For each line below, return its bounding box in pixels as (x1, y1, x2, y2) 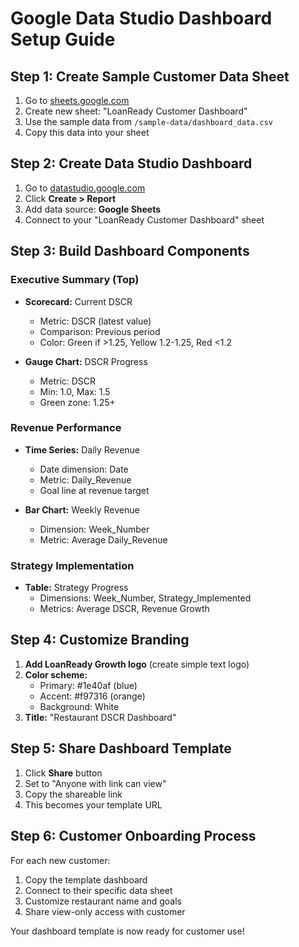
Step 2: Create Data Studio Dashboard (10, 155, 253, 172)
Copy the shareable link (24, 788, 123, 800)
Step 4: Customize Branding (10, 632, 190, 649)
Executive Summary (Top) (10, 273, 140, 287)
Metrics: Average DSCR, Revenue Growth (39, 603, 210, 615)
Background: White (39, 700, 120, 712)
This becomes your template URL (24, 798, 163, 811)
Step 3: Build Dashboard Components (10, 243, 250, 260)
